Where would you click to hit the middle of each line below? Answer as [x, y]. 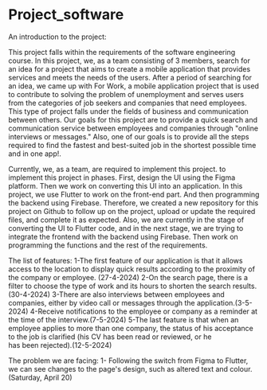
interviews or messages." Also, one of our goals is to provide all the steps [129, 136]
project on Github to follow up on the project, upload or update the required [132, 211]
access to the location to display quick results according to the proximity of [132, 269]
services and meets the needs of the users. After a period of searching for [130, 77]
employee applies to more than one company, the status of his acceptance [131, 328]
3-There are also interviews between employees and [138, 294]
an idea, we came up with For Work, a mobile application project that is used [133, 86]
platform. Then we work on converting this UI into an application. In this [126, 185]
